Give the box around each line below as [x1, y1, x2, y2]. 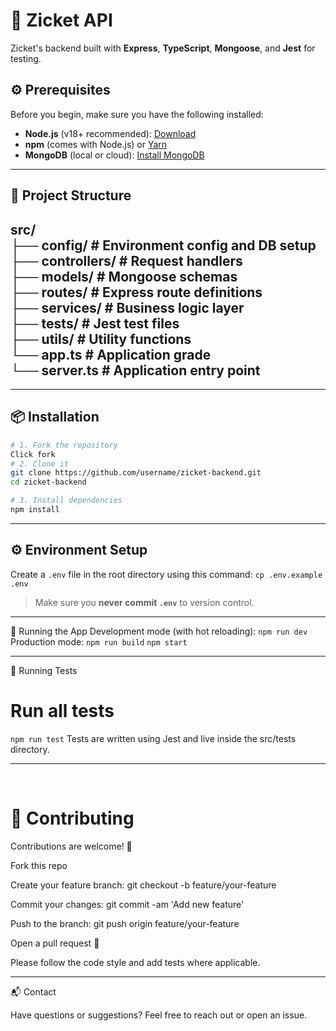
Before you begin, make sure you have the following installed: [10, 108, 264, 120]
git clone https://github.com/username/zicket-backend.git [10, 468, 262, 478]
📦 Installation [10, 409, 100, 426]
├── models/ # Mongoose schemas [10, 268, 238, 285]
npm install [10, 505, 60, 515]
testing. [10, 52, 42, 64]
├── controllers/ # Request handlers [10, 252, 243, 269]
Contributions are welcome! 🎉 [10, 840, 133, 852]
